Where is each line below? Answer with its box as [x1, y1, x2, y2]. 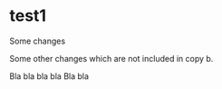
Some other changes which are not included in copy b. [9, 53, 214, 64]
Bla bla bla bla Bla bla [9, 70, 89, 82]
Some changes [9, 35, 66, 46]
